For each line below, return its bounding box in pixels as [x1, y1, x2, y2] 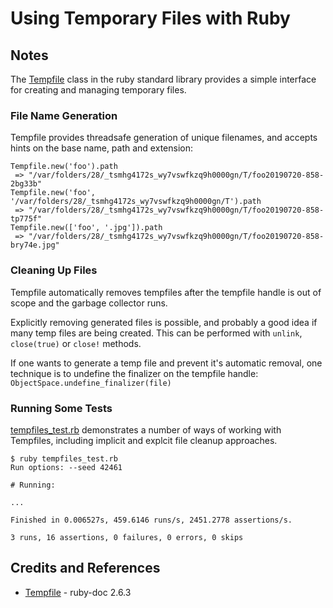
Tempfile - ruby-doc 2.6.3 [24, 586, 132, 598]
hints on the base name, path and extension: [10, 142, 193, 154]
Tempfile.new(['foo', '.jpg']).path [10, 223, 163, 233]
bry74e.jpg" [10, 240, 60, 251]
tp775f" [10, 214, 43, 224]
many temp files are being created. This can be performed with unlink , [10, 327, 303, 339]
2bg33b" [10, 179, 43, 189]
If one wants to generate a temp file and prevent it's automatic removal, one [10, 357, 323, 369]
